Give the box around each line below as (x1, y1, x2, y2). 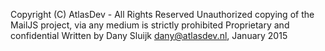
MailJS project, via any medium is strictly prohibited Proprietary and (10, 19, 290, 31)
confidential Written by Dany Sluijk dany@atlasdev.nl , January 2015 (10, 30, 288, 41)
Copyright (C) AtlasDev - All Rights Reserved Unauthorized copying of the (10, 9, 315, 20)
